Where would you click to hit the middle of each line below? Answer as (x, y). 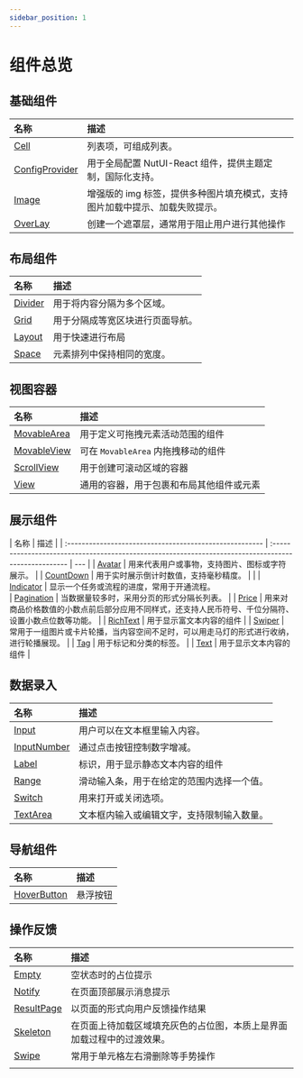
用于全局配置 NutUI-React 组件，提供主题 (175, 163)
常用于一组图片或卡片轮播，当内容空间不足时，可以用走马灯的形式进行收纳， (151, 632)
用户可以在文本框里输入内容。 (142, 730)
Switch (28, 797)
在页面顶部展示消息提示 (120, 991)
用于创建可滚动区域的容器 (134, 468)
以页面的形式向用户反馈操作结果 (138, 1009)
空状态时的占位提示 (111, 974)
